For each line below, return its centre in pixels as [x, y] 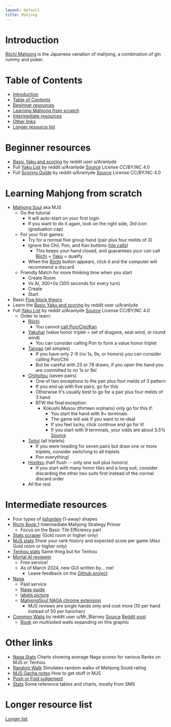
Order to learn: [36, 316]
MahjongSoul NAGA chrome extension [60, 600]
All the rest [39, 484]
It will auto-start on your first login [64, 218]
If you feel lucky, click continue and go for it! [97, 425]
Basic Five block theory [37, 300]
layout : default [22, 10]
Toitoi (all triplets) [46, 441]
